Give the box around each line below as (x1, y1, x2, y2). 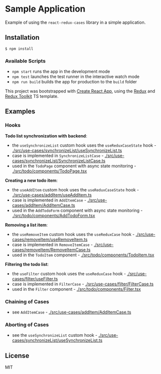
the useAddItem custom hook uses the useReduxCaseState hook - (12, 187, 139, 192)
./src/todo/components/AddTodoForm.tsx (12, 212, 95, 218)
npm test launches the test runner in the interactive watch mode (12, 74, 140, 79)
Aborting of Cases (5, 321, 49, 328)
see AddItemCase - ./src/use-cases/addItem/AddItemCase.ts (12, 309, 132, 315)
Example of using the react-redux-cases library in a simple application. (5, 19, 146, 25)
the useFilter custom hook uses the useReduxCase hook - (12, 270, 126, 277)
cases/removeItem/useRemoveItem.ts (12, 236, 88, 242)
